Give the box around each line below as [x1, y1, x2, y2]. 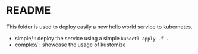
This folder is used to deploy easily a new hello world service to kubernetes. [6, 23, 193, 30]
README [6, 4, 51, 17]
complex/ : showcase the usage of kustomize [14, 41, 126, 48]
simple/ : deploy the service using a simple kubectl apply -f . [14, 34, 169, 42]
